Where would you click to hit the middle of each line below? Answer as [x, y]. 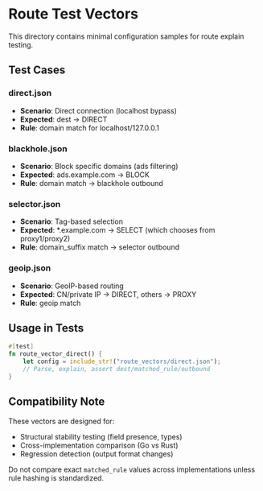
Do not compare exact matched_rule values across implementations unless [132, 469]
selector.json [35, 204]
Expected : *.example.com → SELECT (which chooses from [117, 230]
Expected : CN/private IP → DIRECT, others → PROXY [108, 294]
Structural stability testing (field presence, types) [101, 436]
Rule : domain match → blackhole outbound [91, 183]
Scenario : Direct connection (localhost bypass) [98, 110]
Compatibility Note [57, 402]
